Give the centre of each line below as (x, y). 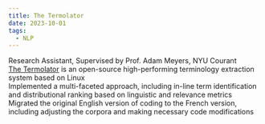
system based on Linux (47, 78)
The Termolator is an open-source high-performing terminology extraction (131, 70)
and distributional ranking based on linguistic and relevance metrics (120, 95)
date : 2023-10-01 (37, 23)
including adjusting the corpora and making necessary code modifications (131, 112)
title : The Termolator (46, 16)
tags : (17, 30)
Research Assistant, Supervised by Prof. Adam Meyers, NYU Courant (122, 61)
